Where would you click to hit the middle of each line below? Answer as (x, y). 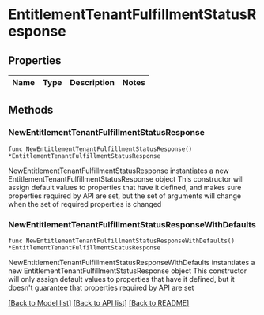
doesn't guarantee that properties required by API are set (101, 287)
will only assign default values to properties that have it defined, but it (121, 279)
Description (92, 82)
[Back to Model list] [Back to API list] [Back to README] (99, 302)
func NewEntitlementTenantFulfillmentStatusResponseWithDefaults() (122, 241)
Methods (31, 110)
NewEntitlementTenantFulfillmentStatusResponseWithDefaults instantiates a (132, 262)
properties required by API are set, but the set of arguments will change (125, 196)
